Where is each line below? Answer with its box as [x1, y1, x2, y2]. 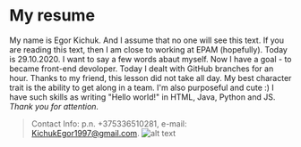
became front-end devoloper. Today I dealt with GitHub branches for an [9, 63, 274, 74]
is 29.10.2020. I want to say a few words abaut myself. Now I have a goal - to [9, 53, 292, 64]
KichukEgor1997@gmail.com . [30, 127, 141, 138]
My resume [9, 5, 96, 26]
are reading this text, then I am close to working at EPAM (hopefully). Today [9, 44, 288, 54]
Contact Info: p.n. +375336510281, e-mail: [30, 118, 187, 129]
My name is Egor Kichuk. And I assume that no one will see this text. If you [9, 35, 285, 45]
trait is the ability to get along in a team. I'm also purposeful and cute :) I [9, 82, 275, 93]
